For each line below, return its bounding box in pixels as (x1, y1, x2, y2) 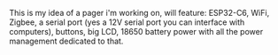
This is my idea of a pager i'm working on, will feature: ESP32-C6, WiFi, (9, 8, 270, 18)
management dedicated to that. (9, 35, 124, 46)
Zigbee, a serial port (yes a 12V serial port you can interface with (9, 17, 245, 27)
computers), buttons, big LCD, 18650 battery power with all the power (9, 27, 264, 36)
